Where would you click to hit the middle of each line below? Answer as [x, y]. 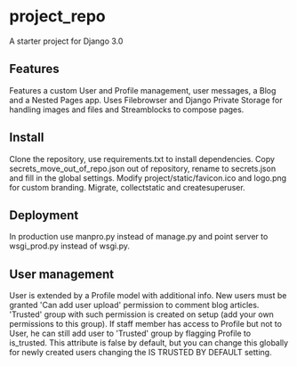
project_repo [58, 16]
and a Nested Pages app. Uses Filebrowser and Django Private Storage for [146, 100]
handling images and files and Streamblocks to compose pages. [127, 110]
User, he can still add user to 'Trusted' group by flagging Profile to [130, 333]
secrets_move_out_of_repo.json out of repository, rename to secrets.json [143, 168]
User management [62, 274]
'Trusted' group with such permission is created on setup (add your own [141, 314]
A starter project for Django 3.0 [66, 41]
